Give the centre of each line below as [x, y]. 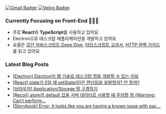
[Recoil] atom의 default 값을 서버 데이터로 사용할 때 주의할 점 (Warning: [84, 95]
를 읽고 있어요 [26, 51]
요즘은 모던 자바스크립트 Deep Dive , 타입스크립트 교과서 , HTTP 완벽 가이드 [86, 45]
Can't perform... [29, 100]
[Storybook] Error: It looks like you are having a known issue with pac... [87, 106]
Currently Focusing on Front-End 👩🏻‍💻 [52, 21]
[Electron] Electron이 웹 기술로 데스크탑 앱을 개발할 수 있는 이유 [75, 76]
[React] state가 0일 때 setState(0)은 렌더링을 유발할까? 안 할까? [76, 82]
